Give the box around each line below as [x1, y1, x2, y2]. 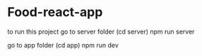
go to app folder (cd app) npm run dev [7, 41, 119, 49]
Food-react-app [7, 4, 103, 20]
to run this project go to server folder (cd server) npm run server [7, 27, 195, 36]
